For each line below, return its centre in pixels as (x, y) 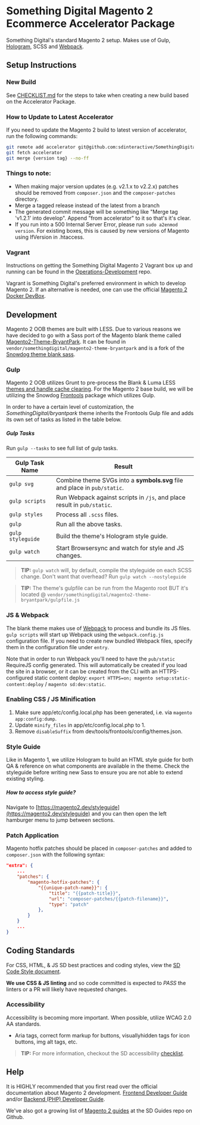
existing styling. (25, 779)
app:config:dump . (36, 718)
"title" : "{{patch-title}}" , (85, 893)
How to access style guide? (41, 792)
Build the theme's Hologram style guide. (112, 536)
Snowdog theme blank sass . (41, 354)
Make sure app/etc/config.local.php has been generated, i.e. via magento (103, 712)
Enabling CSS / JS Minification (51, 699)
